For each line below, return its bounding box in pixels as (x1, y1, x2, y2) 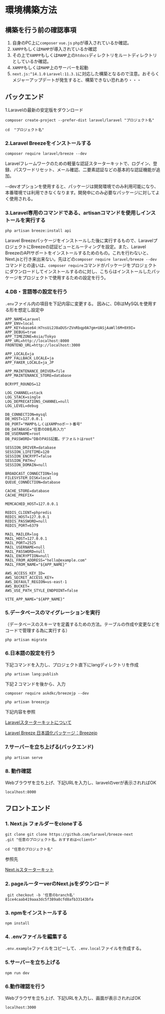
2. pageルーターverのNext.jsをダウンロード (5, 880, 110, 887)
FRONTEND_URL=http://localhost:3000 (5, 343, 80, 348)
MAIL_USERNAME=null (5, 545, 45, 550)
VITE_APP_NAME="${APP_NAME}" (5, 597, 65, 602)
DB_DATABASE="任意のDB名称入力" (5, 427, 66, 432)
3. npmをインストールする (5, 909, 67, 916)
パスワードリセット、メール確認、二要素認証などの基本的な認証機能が (13, 167, 156, 173)
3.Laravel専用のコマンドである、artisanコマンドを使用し (5, 209, 141, 216)
